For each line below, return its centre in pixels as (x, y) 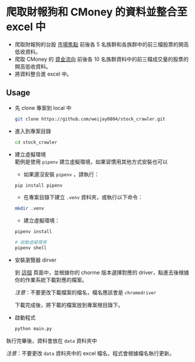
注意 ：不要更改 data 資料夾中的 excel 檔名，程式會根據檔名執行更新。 (90, 353)
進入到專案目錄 (33, 131)
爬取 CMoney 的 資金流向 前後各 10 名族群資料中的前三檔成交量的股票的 (102, 59)
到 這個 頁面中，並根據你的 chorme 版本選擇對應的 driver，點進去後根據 (102, 272)
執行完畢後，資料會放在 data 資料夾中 (52, 341)
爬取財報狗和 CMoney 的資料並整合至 (97, 12)
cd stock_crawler (36, 142)
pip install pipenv (39, 185)
